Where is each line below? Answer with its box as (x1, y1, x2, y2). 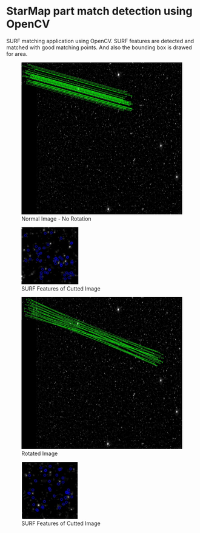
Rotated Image (21, 450, 58, 457)
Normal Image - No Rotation (21, 215, 92, 222)
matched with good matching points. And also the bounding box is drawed (6, 44, 192, 51)
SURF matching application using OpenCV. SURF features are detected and (6, 37, 195, 44)
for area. (6, 50, 28, 57)
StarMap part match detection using (6, 4, 193, 18)
